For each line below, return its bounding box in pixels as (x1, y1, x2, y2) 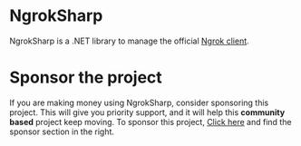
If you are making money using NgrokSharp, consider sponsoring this (9, 97, 269, 108)
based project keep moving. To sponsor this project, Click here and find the (9, 116, 292, 127)
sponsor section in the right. (9, 126, 115, 137)
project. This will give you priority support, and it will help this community (9, 106, 286, 118)
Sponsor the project (9, 67, 163, 88)
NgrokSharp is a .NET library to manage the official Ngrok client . (9, 35, 249, 46)
